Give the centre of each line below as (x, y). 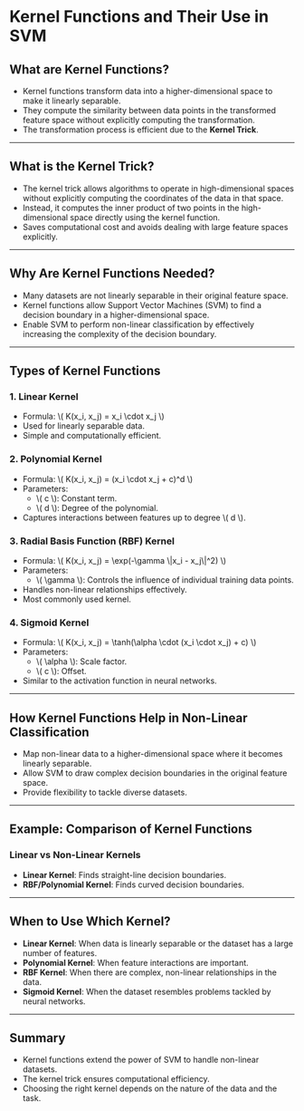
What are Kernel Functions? (90, 69)
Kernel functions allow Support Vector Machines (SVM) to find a (142, 304)
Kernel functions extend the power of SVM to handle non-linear (141, 1060)
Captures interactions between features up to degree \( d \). (134, 517)
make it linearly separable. (71, 101)
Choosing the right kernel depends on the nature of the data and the (150, 1088)
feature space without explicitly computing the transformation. (138, 120)
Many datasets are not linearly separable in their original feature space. (155, 295)
